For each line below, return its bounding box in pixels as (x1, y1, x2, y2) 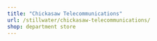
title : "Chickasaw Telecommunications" (7, 10, 123, 17)
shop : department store (7, 23, 76, 30)
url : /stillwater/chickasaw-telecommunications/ (7, 17, 151, 24)
